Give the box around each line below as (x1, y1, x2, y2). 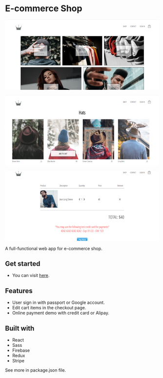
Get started (5, 259, 41, 268)
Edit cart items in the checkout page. (12, 305, 86, 311)
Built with (5, 324, 35, 332)
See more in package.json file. (5, 367, 66, 373)
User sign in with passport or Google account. (12, 299, 105, 305)
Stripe (12, 358, 24, 364)
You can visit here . (12, 273, 50, 279)
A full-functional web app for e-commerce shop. (5, 245, 102, 251)
